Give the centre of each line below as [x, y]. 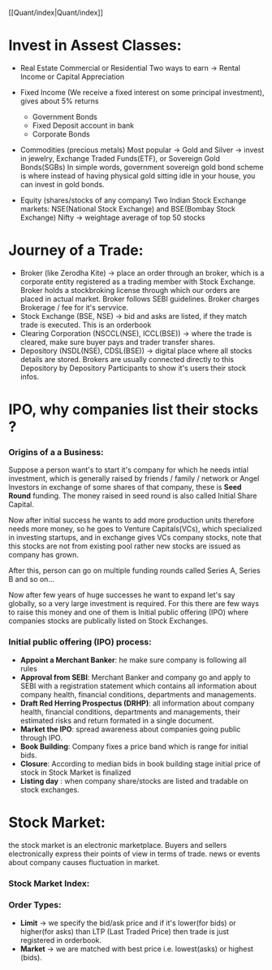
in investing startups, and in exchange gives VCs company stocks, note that [135, 538]
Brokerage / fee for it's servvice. [74, 307]
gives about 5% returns [59, 101]
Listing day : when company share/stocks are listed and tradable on [134, 780]
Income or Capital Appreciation [72, 76]
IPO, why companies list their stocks [134, 410]
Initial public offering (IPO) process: [80, 642]
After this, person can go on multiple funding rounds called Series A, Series [135, 570]
